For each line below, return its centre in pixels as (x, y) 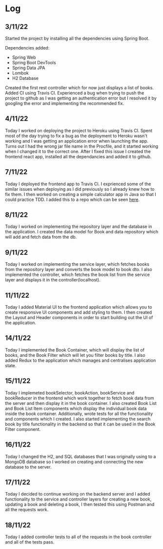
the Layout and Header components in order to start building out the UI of (79, 318)
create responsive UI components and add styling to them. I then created (79, 312)
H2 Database (25, 78)
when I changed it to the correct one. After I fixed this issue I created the (78, 151)
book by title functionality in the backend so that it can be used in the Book (80, 424)
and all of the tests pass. (30, 542)
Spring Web (24, 57)
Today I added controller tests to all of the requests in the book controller (78, 537)
